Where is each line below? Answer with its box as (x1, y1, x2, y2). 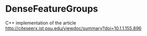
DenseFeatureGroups (5, 3, 99, 15)
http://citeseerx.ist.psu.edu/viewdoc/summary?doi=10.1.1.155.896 (5, 25, 142, 31)
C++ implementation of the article (5, 20, 77, 26)
